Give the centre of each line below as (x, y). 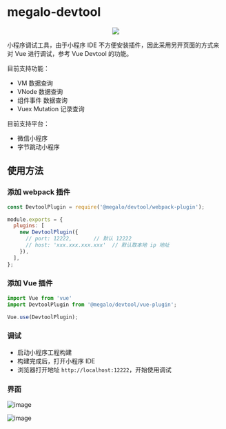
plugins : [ (29, 226)
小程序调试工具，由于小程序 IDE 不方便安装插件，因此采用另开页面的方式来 (113, 45)
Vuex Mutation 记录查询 (51, 108)
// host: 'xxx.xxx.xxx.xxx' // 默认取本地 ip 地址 (97, 245)
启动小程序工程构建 (44, 352)
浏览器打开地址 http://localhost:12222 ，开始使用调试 (94, 370)
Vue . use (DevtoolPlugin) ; (43, 317)
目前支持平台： (28, 123)
